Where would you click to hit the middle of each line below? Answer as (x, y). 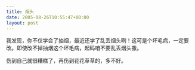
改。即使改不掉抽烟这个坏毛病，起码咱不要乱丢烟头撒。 (74, 48)
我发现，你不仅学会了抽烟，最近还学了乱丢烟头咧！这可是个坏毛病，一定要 (97, 41)
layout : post (22, 23)
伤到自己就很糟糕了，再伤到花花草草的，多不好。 (66, 61)
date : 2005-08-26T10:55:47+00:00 (48, 17)
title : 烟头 (20, 12)
